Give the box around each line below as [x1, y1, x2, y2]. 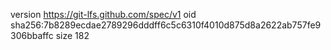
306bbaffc [10, 30, 54, 41]
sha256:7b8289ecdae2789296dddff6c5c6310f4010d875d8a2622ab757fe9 [10, 19, 322, 31]
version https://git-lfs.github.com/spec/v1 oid [10, 9, 197, 20]
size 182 [55, 30, 90, 41]
